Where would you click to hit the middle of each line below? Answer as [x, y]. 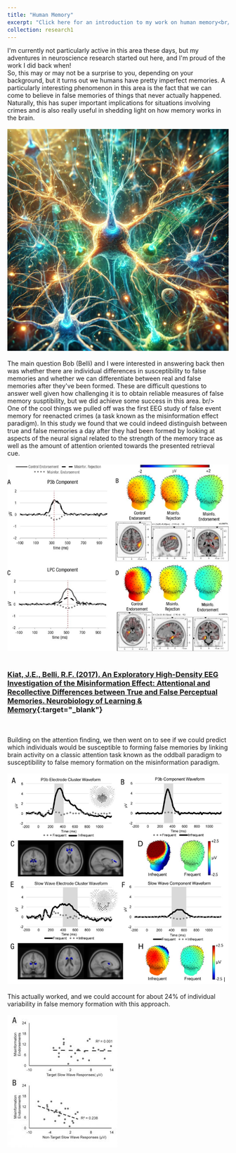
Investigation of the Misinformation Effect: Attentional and [109, 683]
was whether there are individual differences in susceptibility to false [107, 371]
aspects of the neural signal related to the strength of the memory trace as [115, 438]
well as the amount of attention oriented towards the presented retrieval [111, 446]
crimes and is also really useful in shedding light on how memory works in [114, 111]
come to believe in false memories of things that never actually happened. [114, 96]
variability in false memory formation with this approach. [89, 1004]
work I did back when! [39, 66]
